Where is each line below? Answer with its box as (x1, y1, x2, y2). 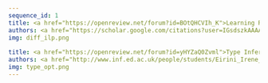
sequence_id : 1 (8, 11, 59, 20)
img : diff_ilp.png (8, 33, 69, 42)
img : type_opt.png (8, 63, 69, 71)
